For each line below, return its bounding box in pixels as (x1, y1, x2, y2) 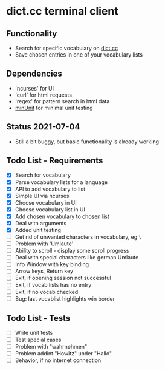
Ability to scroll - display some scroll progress (15, 247, 129, 255)
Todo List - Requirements (6, 156, 103, 166)
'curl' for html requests (15, 91, 73, 98)
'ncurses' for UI (15, 84, 54, 92)
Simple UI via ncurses (15, 192, 70, 199)
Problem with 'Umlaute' (15, 240, 74, 247)
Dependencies (6, 69, 62, 79)
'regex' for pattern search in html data (15, 97, 110, 104)
